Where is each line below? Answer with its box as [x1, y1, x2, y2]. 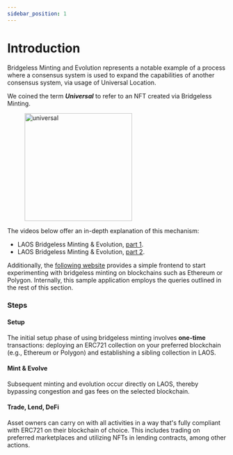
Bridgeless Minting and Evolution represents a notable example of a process [7, 64, 226, 72]
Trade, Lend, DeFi [7, 403, 59, 412]
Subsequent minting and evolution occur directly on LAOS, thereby [7, 380, 199, 388]
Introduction [7, 40, 81, 56]
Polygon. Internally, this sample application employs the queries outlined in [7, 276, 221, 284]
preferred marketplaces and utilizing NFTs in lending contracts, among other [7, 433, 227, 442]
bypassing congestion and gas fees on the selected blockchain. [7, 387, 190, 395]
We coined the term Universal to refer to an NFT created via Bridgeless [7, 91, 212, 100]
